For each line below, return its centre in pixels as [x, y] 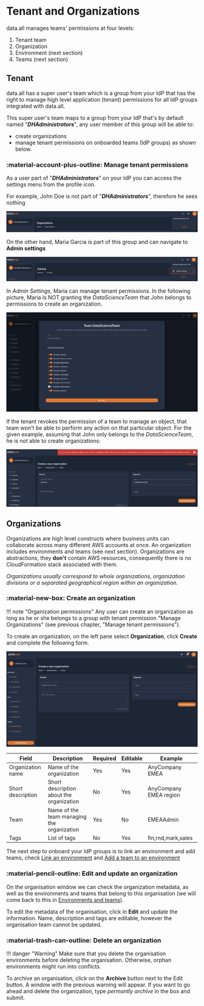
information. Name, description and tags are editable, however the [89, 918]
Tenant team [31, 40]
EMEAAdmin [163, 820]
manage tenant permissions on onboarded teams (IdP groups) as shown [105, 142]
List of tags [62, 837]
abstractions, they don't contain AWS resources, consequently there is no [99, 557]
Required [105, 758]
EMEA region [164, 795]
